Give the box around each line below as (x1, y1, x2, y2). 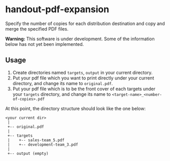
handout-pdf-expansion (5, 4, 110, 15)
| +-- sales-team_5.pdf (7, 138, 65, 143)
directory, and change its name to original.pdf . (12, 80, 113, 86)
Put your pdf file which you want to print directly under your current (12, 75, 154, 81)
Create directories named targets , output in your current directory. (12, 69, 153, 75)
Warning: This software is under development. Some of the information (5, 36, 155, 42)
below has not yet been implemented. (5, 41, 84, 47)
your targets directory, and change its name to (12, 91, 111, 97)
